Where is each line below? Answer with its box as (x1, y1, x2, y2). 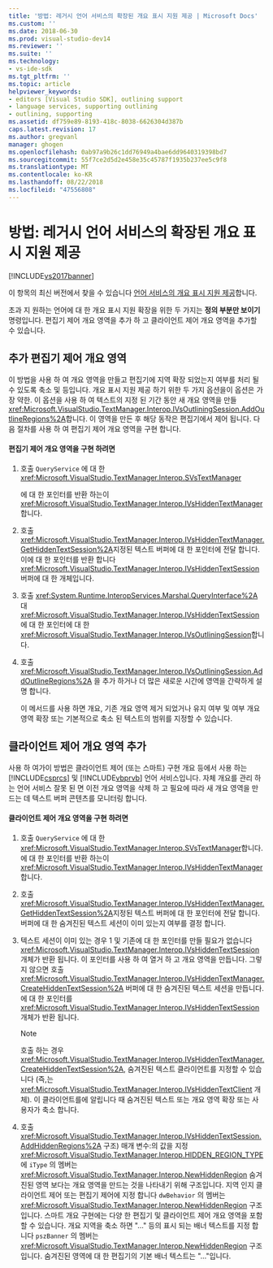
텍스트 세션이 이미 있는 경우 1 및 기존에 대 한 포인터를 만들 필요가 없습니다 (19, 936, 253, 945)
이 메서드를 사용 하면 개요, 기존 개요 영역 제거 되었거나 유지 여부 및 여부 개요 (19, 703, 261, 713)
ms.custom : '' (8, 20, 57, 28)
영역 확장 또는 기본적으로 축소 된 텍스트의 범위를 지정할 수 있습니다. (19, 713, 233, 723)
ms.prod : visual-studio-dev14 (8, 34, 111, 43)
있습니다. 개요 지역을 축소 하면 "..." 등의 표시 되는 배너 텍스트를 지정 (37, 1220, 250, 1230)
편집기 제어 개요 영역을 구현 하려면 (8, 444, 115, 454)
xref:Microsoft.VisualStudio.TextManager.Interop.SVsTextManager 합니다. (19, 843, 263, 853)
